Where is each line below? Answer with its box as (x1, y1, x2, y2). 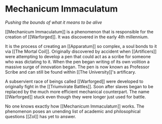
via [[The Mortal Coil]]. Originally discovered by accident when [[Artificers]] (5, 48, 157, 54)
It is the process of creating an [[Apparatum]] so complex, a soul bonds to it (5, 43, 157, 49)
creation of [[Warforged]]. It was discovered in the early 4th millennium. (5, 34, 149, 40)
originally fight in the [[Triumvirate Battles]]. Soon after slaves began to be (5, 83, 154, 89)
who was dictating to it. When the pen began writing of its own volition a (5, 59, 150, 64)
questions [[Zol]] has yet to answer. (5, 113, 76, 119)
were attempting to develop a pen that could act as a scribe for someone (5, 53, 151, 59)
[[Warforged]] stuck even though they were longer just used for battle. (5, 93, 146, 100)
